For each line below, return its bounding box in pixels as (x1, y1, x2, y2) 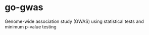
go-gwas (5, 2, 43, 13)
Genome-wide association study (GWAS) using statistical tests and (5, 18, 144, 24)
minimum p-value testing (5, 23, 57, 29)
